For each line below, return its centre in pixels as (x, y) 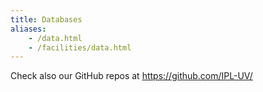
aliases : (28, 29)
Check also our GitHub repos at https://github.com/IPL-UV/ (131, 76)
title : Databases (46, 19)
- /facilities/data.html (80, 47)
